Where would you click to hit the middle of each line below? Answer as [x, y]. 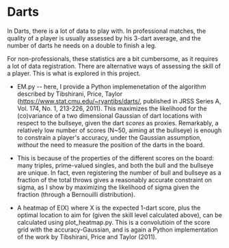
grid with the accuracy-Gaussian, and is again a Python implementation [118, 230]
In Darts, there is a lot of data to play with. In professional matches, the [107, 31]
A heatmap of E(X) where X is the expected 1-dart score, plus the [109, 208]
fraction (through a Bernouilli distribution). [76, 194]
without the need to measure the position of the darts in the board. [111, 145]
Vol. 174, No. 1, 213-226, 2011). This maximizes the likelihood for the [112, 108]
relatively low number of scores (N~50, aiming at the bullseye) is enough [119, 130]
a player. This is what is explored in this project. [74, 73]
